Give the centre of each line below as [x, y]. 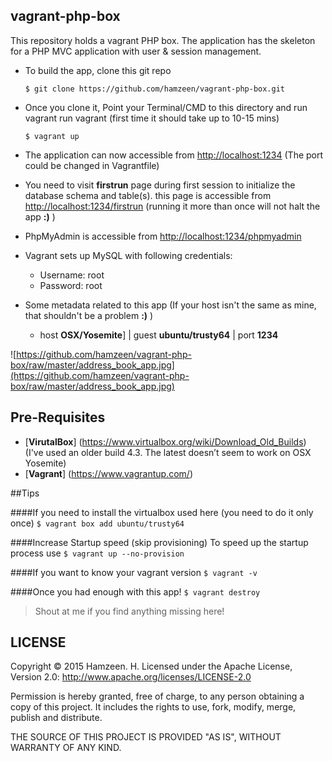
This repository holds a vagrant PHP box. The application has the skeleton [163, 40]
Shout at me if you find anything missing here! [129, 611]
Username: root [72, 275]
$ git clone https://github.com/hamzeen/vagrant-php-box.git [155, 89]
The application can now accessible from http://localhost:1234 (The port [174, 155]
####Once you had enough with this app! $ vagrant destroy [135, 591]
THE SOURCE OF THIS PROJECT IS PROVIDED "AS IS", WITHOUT [146, 737]
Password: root [71, 285]
